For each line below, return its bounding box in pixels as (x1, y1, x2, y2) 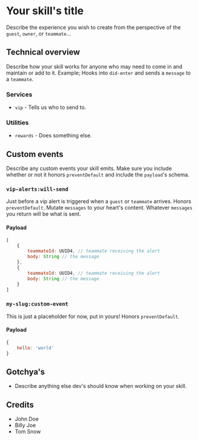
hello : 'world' (17, 345, 55, 351)
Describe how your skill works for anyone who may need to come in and (6, 63, 183, 70)
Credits (6, 400, 34, 410)
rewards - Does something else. (14, 132, 92, 139)
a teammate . (6, 75, 34, 82)
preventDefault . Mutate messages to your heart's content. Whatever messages (6, 204, 193, 211)
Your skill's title (6, 4, 84, 18)
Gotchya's (6, 367, 46, 377)
